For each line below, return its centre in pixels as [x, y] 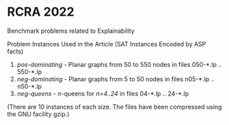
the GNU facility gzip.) [38, 114]
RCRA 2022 [41, 12]
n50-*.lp [29, 86]
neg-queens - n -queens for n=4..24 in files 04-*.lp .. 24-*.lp [103, 94]
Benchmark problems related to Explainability [71, 31]
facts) [15, 51]
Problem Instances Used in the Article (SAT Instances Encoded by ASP [107, 44]
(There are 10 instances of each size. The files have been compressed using [114, 107]
